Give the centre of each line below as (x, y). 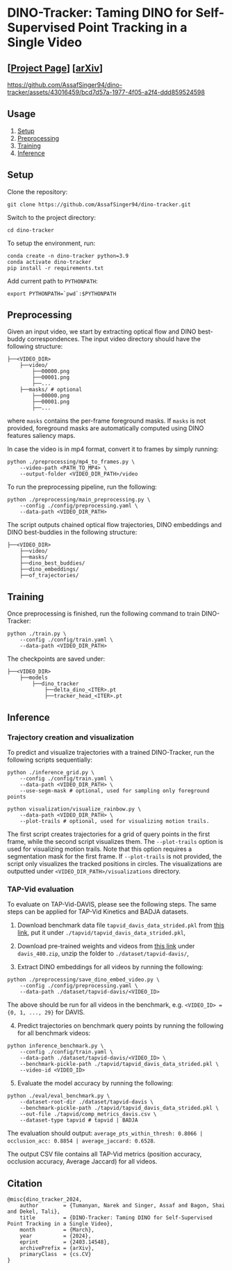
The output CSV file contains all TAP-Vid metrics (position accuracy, (105, 1154)
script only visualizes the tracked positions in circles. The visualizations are (115, 863)
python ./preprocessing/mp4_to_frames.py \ (71, 462)
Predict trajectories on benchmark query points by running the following (120, 1026)
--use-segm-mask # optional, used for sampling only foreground (115, 791)
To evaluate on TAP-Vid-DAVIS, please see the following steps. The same (112, 904)
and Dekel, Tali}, (34, 1212)
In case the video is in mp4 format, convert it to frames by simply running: (113, 449)
